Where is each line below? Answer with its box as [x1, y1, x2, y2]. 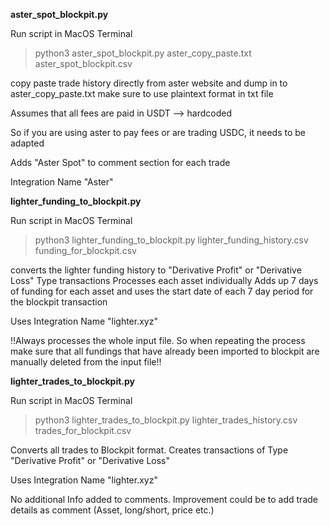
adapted [10, 137, 45, 149]
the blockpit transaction [10, 296, 108, 308]
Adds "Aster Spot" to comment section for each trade [10, 157, 231, 168]
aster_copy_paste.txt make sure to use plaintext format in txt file [10, 88, 274, 99]
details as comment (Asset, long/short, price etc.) [10, 504, 215, 516]
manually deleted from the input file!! [10, 356, 162, 368]
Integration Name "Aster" [10, 176, 114, 188]
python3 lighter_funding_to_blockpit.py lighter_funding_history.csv [34, 234, 309, 246]
